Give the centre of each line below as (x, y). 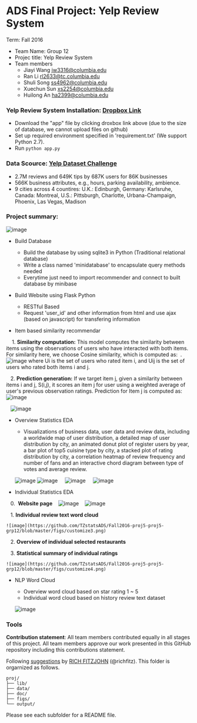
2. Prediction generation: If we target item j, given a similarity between (96, 378)
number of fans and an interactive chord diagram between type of (103, 463)
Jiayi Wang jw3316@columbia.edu (65, 70)
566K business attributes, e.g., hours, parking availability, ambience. (98, 183)
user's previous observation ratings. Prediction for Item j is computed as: (94, 391)
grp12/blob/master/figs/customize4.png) (56, 569)
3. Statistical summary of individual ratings (64, 553)
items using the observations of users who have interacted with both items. (97, 348)
